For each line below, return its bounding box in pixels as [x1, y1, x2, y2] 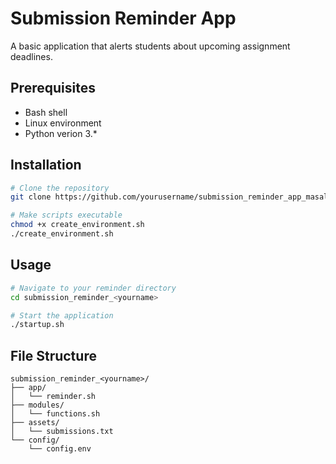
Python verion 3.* [24, 127, 98, 139]
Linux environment [24, 117, 102, 129]
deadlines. [10, 50, 53, 62]
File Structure [10, 347, 97, 364]
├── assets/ [10, 418, 60, 428]
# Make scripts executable [10, 210, 123, 221]
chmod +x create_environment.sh [10, 220, 145, 230]
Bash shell [24, 106, 68, 118]
